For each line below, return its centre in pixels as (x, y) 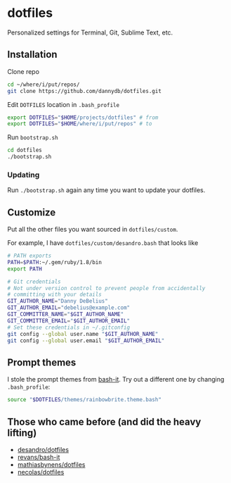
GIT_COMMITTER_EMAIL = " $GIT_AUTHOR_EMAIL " (69, 321)
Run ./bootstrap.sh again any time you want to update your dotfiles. (106, 190)
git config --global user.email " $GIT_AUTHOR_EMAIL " (86, 340)
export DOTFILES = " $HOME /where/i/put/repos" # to (80, 124)
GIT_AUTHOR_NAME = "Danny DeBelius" (58, 301)
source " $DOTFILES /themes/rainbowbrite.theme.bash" (84, 400)
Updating (24, 175)
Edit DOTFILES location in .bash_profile (64, 104)
